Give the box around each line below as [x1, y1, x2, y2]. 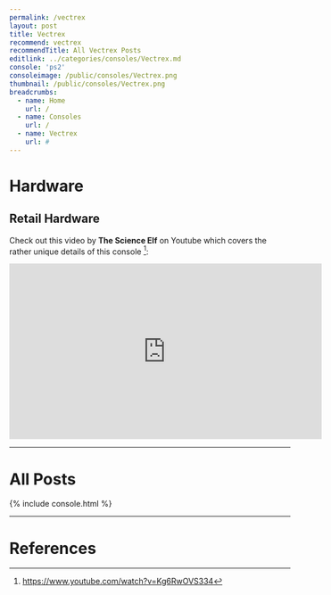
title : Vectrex [9, 29, 66, 38]
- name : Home [17, 95, 66, 105]
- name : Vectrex [17, 129, 78, 138]
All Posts [9, 469, 77, 489]
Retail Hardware [9, 211, 101, 227]
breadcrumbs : [9, 87, 58, 96]
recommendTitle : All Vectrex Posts [9, 46, 142, 55]
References [9, 538, 96, 558]
